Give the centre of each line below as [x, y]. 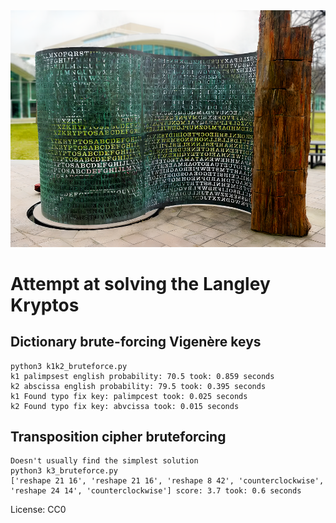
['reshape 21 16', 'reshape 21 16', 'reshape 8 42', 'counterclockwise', [167, 481]
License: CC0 [38, 510]
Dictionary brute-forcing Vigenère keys [136, 342]
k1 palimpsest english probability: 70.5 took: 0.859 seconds [142, 376]
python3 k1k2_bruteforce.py [69, 366]
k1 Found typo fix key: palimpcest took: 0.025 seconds [129, 396]
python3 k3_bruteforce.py [64, 471]
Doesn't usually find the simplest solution [104, 461]
